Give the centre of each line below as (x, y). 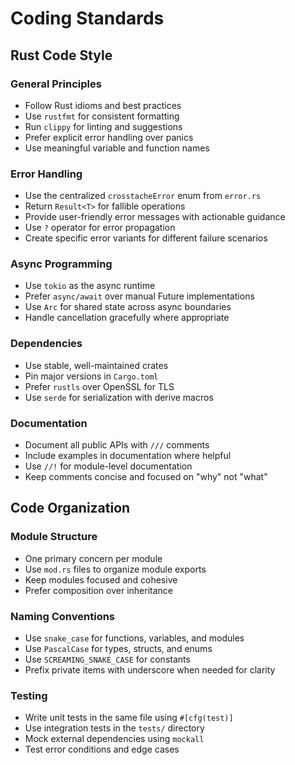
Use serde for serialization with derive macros (119, 397)
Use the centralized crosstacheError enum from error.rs (143, 196)
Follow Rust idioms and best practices (103, 105)
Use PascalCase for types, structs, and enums (118, 649)
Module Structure (54, 537)
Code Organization (70, 508)
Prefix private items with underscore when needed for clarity (150, 670)
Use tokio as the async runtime (90, 286)
